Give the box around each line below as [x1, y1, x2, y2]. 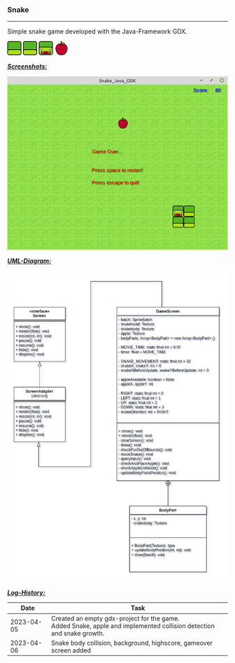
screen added [51, 646, 92, 655]
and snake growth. [51, 629, 105, 637]
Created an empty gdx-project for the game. [51, 614, 180, 622]
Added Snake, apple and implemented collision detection [51, 621, 215, 630]
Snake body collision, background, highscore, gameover [51, 639, 213, 647]
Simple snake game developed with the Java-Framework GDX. [7, 27, 187, 36]
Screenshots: [7, 62, 48, 71]
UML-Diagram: [7, 257, 52, 265]
